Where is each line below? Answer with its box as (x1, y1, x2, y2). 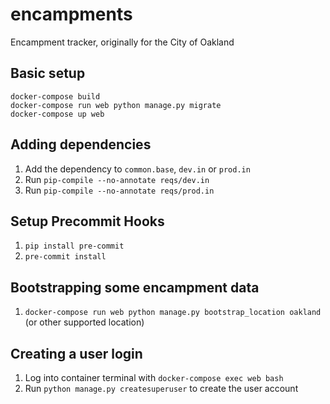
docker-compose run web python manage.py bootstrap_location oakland (24, 308, 322, 318)
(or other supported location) (24, 316, 145, 328)
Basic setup (10, 65, 86, 82)
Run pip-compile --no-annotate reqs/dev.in (24, 173, 210, 185)
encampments (10, 3, 133, 26)
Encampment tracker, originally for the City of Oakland (10, 36, 235, 48)
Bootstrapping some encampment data (10, 279, 260, 296)
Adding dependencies (10, 136, 152, 153)
